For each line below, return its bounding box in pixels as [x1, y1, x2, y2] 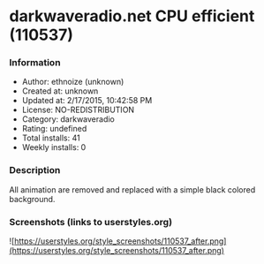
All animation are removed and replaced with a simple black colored [9, 184, 256, 195]
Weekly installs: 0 [21, 142, 87, 153]
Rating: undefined [21, 124, 87, 134]
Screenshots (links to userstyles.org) [9, 215, 173, 228]
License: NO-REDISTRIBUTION [21, 104, 135, 116]
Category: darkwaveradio [21, 114, 115, 124]
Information [9, 57, 61, 69]
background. [9, 193, 56, 204]
